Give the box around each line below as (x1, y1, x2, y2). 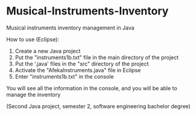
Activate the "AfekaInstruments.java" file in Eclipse (14, 66, 141, 73)
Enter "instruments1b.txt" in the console (14, 73, 114, 80)
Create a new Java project (14, 47, 81, 55)
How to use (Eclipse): (6, 35, 59, 43)
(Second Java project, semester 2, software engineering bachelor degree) (6, 102, 191, 109)
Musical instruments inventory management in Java (6, 24, 134, 31)
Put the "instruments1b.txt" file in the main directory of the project (14, 53, 179, 61)
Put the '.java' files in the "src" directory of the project (14, 60, 149, 67)
